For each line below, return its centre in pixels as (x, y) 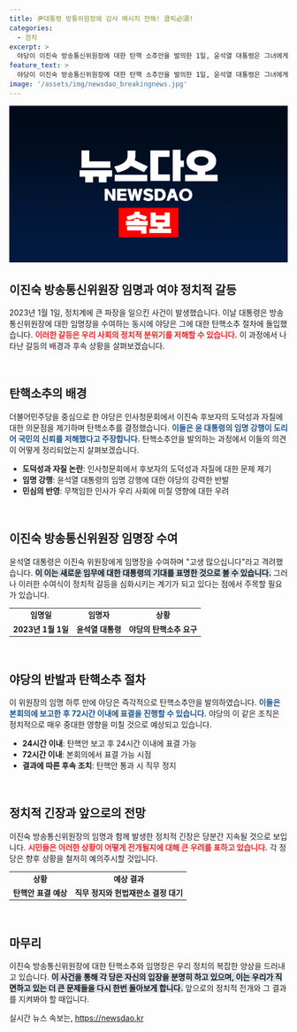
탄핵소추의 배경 (48, 394)
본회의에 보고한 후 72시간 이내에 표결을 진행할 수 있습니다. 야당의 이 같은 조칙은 (145, 714)
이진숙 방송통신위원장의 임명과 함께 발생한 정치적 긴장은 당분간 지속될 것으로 (140, 836)
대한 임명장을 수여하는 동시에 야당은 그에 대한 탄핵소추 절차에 (159, 324)
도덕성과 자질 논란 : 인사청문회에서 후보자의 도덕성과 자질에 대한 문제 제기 (147, 469)
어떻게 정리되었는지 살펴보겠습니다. (79, 450)
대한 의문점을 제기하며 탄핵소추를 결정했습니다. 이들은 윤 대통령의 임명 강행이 (141, 427)
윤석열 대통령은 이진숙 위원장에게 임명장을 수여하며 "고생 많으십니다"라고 (134, 562)
